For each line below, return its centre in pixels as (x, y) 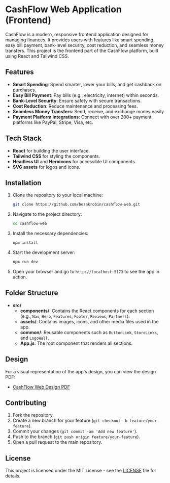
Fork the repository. (33, 415)
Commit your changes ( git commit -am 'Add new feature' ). (75, 431)
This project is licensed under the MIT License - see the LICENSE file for (81, 471)
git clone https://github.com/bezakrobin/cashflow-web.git (76, 205)
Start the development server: (44, 252)
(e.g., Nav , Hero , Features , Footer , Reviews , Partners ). (75, 316)
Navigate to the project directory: (47, 214)
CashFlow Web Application (63, 9)
